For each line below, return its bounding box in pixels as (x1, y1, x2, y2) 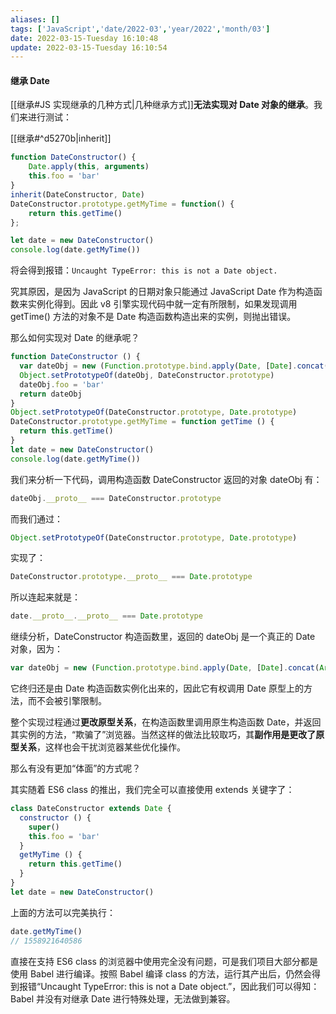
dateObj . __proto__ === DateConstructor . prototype (10, 493, 222, 503)
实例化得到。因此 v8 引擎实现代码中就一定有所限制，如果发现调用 (27, 298, 298, 310)
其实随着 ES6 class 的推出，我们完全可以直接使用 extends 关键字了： (10, 784, 295, 796)
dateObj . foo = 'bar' (19, 379, 105, 390)
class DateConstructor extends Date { (10, 804, 172, 814)
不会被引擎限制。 (36, 695, 107, 707)
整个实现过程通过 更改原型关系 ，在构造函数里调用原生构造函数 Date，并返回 (10, 716, 322, 728)
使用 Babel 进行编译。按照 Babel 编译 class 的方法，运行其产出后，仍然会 (10, 967, 312, 980)
